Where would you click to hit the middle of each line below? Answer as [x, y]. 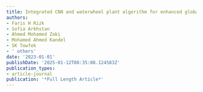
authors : [17, 18]
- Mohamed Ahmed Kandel [36, 40]
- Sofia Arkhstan [28, 29]
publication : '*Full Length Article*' [55, 79]
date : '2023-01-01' [31, 57]
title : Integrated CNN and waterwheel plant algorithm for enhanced [94, 12]
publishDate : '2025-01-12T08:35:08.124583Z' [63, 62]
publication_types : [31, 68]
